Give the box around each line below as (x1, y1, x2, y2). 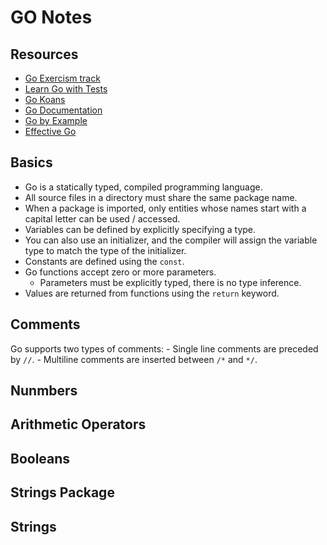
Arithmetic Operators (10, 416, 147, 433)
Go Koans (24, 94, 66, 105)
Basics (10, 154, 53, 171)
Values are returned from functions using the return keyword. (24, 287, 280, 299)
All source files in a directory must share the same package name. (24, 191, 298, 203)
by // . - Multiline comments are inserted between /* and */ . (10, 353, 258, 365)
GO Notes (10, 6, 93, 29)
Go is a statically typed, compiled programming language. (24, 181, 263, 193)
